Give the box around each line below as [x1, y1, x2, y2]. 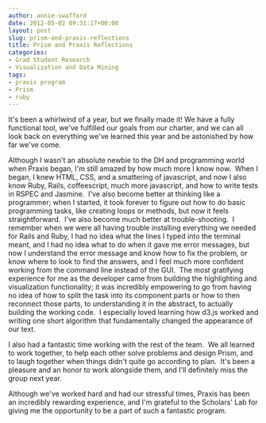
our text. [8, 324, 36, 334]
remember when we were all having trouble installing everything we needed [8, 223, 256, 233]
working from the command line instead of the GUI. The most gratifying [8, 266, 244, 275]
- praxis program [8, 78, 66, 86]
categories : [8, 49, 48, 56]
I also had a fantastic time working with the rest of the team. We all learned [8, 340, 256, 350]
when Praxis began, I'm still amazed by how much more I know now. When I [8, 164, 258, 173]
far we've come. [8, 140, 61, 149]
